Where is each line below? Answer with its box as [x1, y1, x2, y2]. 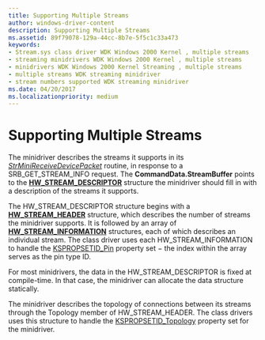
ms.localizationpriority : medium [8, 93, 119, 100]
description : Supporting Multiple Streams [8, 26, 150, 34]
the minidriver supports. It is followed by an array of [8, 218, 177, 228]
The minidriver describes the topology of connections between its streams [8, 300, 252, 309]
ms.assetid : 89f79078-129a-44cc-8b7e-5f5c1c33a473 [8, 33, 179, 42]
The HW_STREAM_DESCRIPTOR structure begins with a [8, 202, 191, 211]
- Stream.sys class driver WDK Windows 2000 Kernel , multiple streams [8, 48, 249, 56]
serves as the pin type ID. [8, 252, 92, 262]
